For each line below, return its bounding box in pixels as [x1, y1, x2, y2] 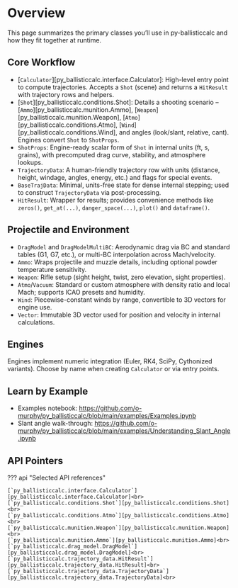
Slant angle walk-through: [17, 419, 93, 428]
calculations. [17, 317, 55, 327]
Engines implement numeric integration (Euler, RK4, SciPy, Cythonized [7, 357, 212, 366]
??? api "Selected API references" [7, 473, 106, 482]
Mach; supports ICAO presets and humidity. [17, 288, 145, 296]
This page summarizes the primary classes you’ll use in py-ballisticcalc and [7, 28, 228, 37]
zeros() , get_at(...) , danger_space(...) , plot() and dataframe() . [17, 203, 210, 212]
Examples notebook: [17, 404, 78, 412]
